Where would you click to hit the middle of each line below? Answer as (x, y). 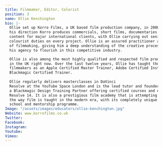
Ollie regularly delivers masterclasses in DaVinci (63, 82)
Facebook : (15, 122)
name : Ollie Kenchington (30, 18)
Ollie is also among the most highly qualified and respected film (79, 59)
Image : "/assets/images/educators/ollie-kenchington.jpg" (65, 109)
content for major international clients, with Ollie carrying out (79, 37)
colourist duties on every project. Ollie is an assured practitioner (82, 41)
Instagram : (16, 127)
